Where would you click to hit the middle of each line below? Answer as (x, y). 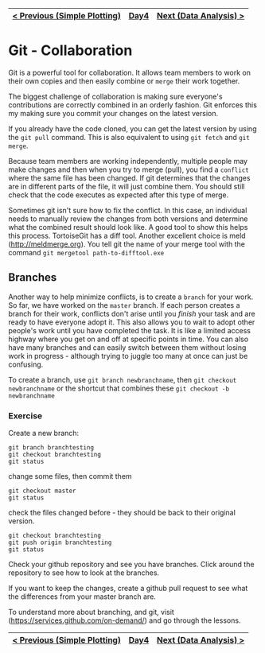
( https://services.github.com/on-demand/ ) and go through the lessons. (125, 620)
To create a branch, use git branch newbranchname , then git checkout (123, 379)
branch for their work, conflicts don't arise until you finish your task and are (132, 313)
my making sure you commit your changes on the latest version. (113, 113)
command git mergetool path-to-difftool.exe (86, 252)
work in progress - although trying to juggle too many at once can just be (128, 356)
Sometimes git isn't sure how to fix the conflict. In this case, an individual (128, 210)
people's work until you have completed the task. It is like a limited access (129, 330)
